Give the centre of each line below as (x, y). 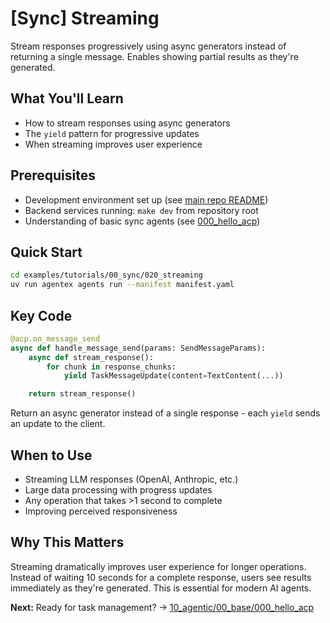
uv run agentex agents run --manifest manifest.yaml (122, 285)
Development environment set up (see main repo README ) (146, 199)
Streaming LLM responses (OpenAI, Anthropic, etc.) (131, 479)
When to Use (51, 455)
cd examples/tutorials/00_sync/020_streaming (106, 275)
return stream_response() (82, 394)
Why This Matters (67, 542)
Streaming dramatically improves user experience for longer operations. (158, 566)
